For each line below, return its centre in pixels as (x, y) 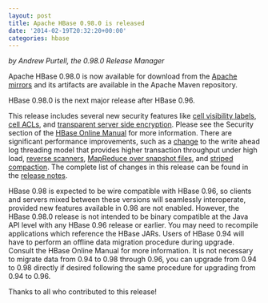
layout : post (30, 16)
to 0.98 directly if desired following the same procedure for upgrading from (132, 268)
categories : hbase (39, 38)
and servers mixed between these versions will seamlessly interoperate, (127, 200)
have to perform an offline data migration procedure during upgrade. (121, 242)
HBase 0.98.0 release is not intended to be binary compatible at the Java (128, 216)
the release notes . (38, 176)
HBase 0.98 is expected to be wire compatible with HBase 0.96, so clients (130, 191)
